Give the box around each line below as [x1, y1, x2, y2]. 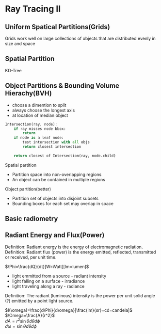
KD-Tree [5, 67, 22, 73]
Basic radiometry [5, 215, 58, 223]
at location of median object [12, 112, 68, 118]
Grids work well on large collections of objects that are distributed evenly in [5, 35, 156, 41]
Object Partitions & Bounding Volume [5, 81, 120, 90]
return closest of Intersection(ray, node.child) [14, 153, 116, 158]
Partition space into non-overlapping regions [12, 171, 102, 177]
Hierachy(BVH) [5, 89, 52, 97]
